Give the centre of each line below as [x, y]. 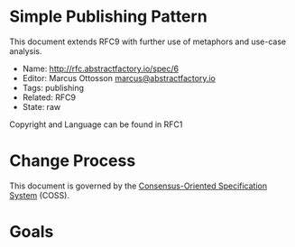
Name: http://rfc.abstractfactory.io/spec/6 [100, 69]
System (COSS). [40, 195]
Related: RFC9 [49, 97]
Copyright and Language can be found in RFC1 [96, 124]
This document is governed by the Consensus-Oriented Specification [138, 186]
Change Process [73, 161]
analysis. [26, 50]
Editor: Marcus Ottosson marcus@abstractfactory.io [119, 78]
